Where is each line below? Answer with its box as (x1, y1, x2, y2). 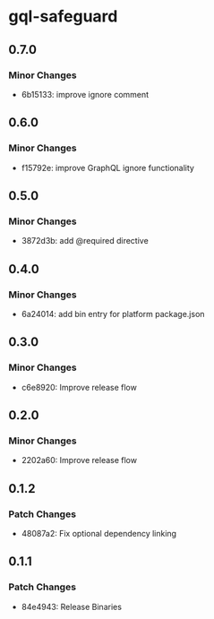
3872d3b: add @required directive (21, 236, 149, 246)
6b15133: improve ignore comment (21, 89, 150, 99)
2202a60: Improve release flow (21, 455, 138, 466)
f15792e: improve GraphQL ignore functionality (21, 162, 194, 173)
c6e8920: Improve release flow (21, 382, 138, 392)
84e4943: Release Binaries (21, 601, 123, 612)
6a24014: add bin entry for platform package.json (21, 308, 205, 319)
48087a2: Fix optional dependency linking (21, 529, 176, 538)
